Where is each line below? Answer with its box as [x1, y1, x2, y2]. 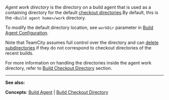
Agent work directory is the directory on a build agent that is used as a [5, 4, 151, 10]
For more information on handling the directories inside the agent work [5, 60, 152, 65]
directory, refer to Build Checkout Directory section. [5, 65, 112, 71]
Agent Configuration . [5, 30, 49, 35]
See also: [5, 79, 25, 85]
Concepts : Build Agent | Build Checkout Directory [5, 89, 109, 95]
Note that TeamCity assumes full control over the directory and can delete [5, 39, 159, 45]
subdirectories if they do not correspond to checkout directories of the [5, 45, 152, 50]
